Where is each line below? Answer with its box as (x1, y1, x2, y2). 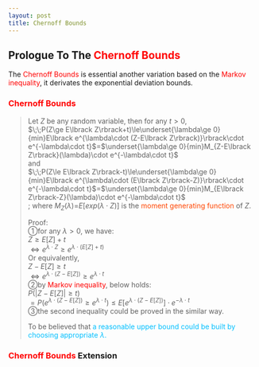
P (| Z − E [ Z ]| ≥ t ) (27, 288, 81, 298)
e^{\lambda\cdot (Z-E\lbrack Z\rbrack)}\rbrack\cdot (74, 133, 245, 143)
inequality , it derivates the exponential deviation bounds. (8, 78, 193, 88)
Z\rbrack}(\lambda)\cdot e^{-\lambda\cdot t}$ (27, 150, 179, 159)
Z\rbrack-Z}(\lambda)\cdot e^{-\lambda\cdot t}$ (27, 192, 186, 201)
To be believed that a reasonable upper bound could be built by (27, 322, 236, 331)
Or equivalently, (27, 253, 79, 263)
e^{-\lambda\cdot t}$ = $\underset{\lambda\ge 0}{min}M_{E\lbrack (27, 184, 244, 193)
